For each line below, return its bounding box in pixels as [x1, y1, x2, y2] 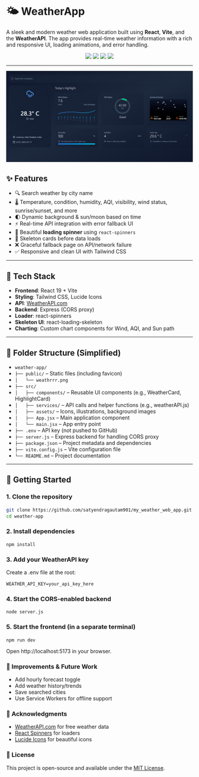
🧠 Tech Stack [6, 271, 56, 281]
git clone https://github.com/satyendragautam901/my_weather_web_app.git [6, 507, 192, 513]
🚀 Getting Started [6, 475, 72, 485]
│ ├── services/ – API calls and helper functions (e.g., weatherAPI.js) [14, 401, 190, 408]
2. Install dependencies [6, 527, 75, 535]
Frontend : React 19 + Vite [14, 287, 78, 294]
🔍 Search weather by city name [14, 190, 93, 197]
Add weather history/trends [14, 682, 82, 689]
